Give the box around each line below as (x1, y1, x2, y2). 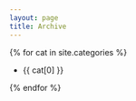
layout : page (9, 13, 59, 23)
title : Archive (9, 22, 67, 31)
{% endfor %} (9, 82, 62, 93)
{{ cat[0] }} (22, 65, 64, 76)
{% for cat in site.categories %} (9, 46, 128, 57)
